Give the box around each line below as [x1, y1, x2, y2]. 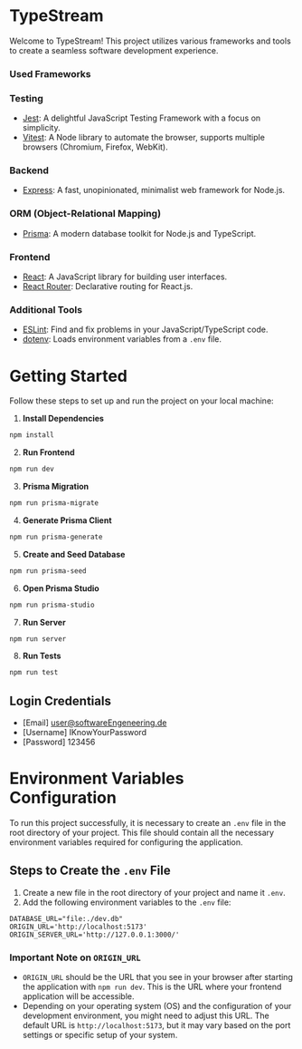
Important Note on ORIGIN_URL [9, 951, 142, 964]
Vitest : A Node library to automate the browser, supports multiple [22, 132, 265, 143]
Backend [9, 164, 50, 177]
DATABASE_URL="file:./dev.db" [9, 914, 124, 923]
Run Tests [22, 650, 61, 662]
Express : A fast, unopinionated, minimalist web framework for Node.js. [22, 185, 286, 196]
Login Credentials [9, 693, 111, 708]
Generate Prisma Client [22, 514, 112, 526]
